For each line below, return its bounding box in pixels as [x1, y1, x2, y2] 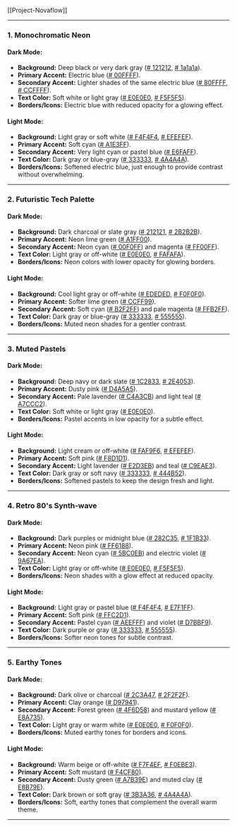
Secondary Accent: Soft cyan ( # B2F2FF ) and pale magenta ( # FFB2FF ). [17, 304, 230, 313]
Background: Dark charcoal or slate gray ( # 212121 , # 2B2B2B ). [17, 227, 202, 236]
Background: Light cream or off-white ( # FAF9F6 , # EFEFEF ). [17, 446, 196, 455]
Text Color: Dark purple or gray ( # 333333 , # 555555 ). [17, 626, 178, 634]
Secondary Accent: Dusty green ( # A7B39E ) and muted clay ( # [17, 775, 203, 783]
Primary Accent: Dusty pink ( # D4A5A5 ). [17, 384, 138, 393]
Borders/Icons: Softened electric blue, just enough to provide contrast [17, 162, 224, 172]
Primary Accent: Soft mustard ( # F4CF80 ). [17, 768, 143, 776]
